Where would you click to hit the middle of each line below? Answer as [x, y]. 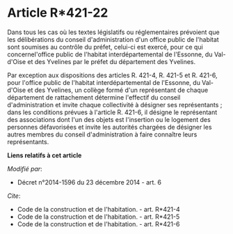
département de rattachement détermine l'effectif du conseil [94, 97]
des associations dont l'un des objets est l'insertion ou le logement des [109, 119]
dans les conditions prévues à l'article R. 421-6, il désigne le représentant [112, 112]
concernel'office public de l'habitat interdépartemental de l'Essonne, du [110, 54]
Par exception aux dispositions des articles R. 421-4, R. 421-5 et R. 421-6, [112, 75]
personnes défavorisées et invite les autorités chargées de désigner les [110, 127]
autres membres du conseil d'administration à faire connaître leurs [102, 134]
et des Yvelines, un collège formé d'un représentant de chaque [118, 90]
